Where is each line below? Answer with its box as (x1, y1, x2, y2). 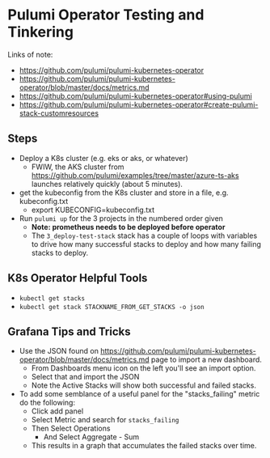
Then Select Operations (31, 423, 111, 434)
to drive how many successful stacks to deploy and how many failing (31, 239, 262, 248)
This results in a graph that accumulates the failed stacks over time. (31, 441, 257, 451)
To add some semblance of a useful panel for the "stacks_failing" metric (19, 389, 260, 399)
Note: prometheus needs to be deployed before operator (31, 222, 226, 231)
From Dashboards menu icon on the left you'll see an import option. (31, 363, 256, 373)
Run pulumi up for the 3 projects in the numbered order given (19, 213, 224, 223)
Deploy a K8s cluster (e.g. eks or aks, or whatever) (19, 153, 189, 163)
